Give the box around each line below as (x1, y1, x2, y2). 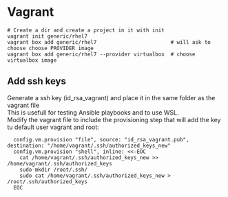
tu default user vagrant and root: (7, 123, 100, 131)
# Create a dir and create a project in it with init (7, 27, 165, 34)
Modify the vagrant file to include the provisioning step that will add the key (7, 115, 221, 124)
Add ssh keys (7, 76, 67, 87)
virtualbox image (7, 56, 57, 64)
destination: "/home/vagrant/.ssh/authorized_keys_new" (7, 142, 171, 149)
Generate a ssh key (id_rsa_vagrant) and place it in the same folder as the (7, 93, 216, 102)
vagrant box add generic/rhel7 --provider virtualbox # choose (7, 51, 196, 58)
